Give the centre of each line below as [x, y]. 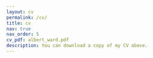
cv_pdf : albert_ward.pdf [38, 40]
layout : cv [20, 12]
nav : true [19, 29]
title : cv [19, 23]
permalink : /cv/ [27, 18]
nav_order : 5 [23, 34]
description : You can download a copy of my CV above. [77, 46]
